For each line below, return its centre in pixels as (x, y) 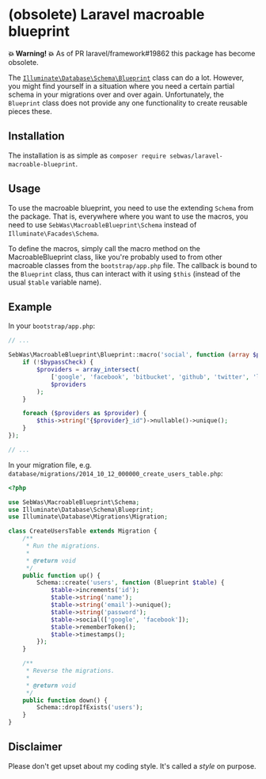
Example (30, 307)
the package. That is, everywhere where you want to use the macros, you (128, 216)
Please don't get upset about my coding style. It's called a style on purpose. (132, 766)
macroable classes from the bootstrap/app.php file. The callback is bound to (133, 265)
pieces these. (30, 111)
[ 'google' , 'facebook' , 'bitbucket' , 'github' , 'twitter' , (150, 377)
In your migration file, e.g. (50, 464)
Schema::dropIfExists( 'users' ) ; (90, 708)
